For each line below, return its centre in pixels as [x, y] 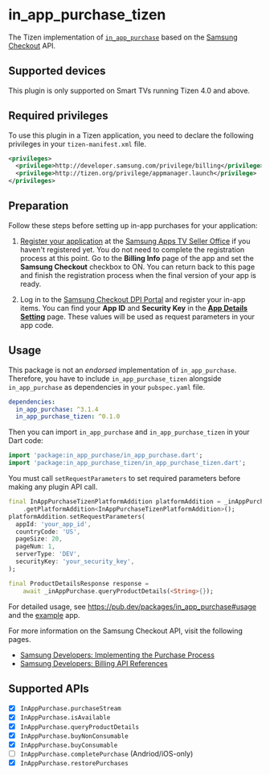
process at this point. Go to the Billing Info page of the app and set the [137, 258]
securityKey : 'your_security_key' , [75, 562]
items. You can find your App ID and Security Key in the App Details [133, 308]
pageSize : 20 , [39, 539]
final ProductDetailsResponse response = [79, 583]
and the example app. [44, 615]
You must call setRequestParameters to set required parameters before [125, 479]
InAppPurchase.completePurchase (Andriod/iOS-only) [106, 753]
